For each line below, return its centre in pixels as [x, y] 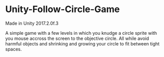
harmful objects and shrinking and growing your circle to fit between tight [83, 43]
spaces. [13, 49]
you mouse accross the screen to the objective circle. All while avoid [77, 38]
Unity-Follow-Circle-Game [63, 9]
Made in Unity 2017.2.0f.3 [32, 23]
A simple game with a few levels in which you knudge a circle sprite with [81, 33]
